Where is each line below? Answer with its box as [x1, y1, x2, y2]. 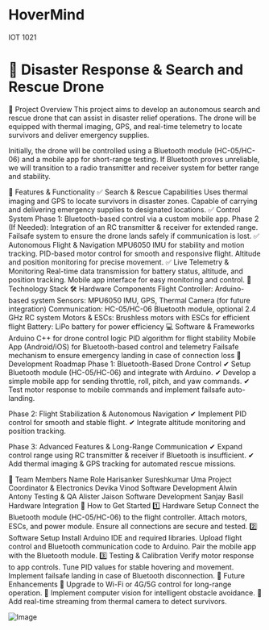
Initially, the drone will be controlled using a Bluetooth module [8, 145, 213, 155]
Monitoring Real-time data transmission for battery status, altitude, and [8, 266, 244, 276]
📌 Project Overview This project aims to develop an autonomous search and [8, 104, 260, 114]
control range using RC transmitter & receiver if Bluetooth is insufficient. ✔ [8, 450, 255, 460]
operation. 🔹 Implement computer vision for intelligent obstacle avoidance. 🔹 [8, 587, 263, 598]
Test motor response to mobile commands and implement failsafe [8, 385, 226, 394]
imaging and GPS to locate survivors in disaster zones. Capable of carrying [8, 196, 258, 206]
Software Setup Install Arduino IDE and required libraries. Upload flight [8, 532, 242, 542]
